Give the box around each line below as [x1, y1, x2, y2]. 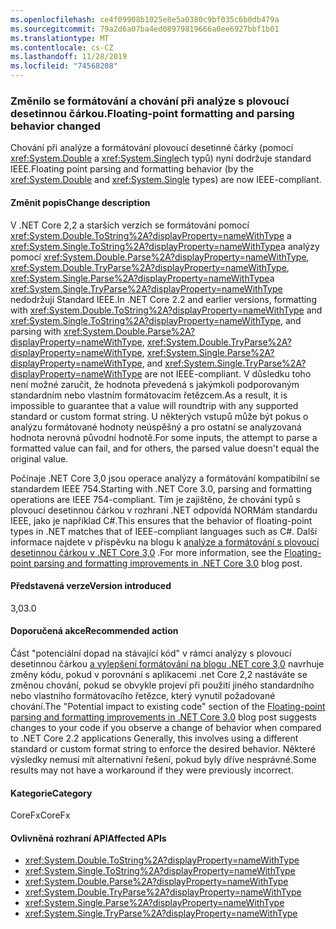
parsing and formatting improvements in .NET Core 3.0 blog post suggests [10, 711, 317, 723]
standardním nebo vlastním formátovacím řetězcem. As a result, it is [10, 389, 288, 401]
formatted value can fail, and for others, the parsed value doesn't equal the [10, 442, 320, 454]
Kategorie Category [10, 787, 93, 799]
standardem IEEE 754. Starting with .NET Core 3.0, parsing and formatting [10, 482, 313, 495]
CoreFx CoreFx [10, 809, 71, 821]
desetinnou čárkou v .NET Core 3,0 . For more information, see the [10, 546, 283, 558]
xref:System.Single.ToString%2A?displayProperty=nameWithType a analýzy [10, 240, 320, 252]
